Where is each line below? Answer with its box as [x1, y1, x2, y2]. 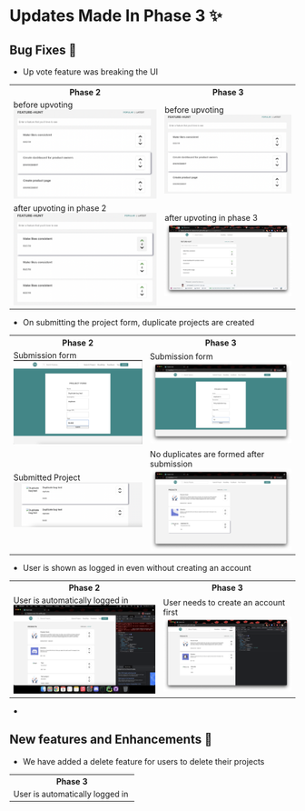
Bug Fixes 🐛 [9, 42, 77, 57]
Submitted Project [13, 472, 81, 483]
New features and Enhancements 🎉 [9, 732, 213, 747]
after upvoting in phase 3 [164, 212, 259, 223]
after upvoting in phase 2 [13, 203, 107, 214]
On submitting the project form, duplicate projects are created [22, 317, 255, 328]
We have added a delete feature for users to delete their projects [22, 756, 265, 766]
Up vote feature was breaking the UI [22, 66, 159, 77]
